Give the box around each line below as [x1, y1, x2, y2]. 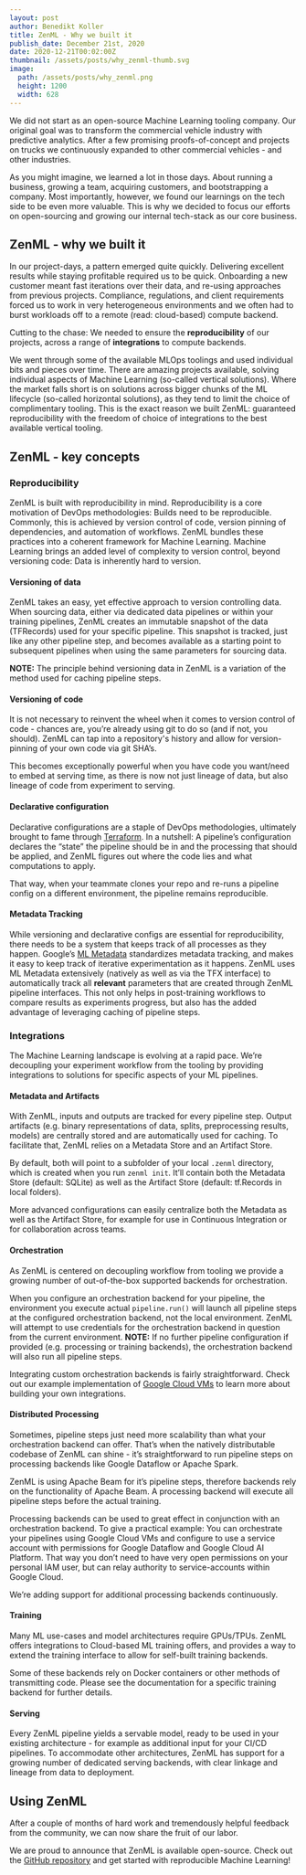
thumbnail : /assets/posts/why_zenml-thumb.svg [9, 56, 190, 65]
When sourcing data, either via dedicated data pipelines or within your [9, 607, 274, 618]
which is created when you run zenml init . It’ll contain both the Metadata [9, 1167, 286, 1179]
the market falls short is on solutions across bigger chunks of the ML [9, 384, 268, 395]
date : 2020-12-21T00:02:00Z [9, 48, 117, 57]
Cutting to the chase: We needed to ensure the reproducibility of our [9, 327, 269, 338]
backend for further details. [9, 1687, 112, 1698]
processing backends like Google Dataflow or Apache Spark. [9, 1458, 239, 1469]
